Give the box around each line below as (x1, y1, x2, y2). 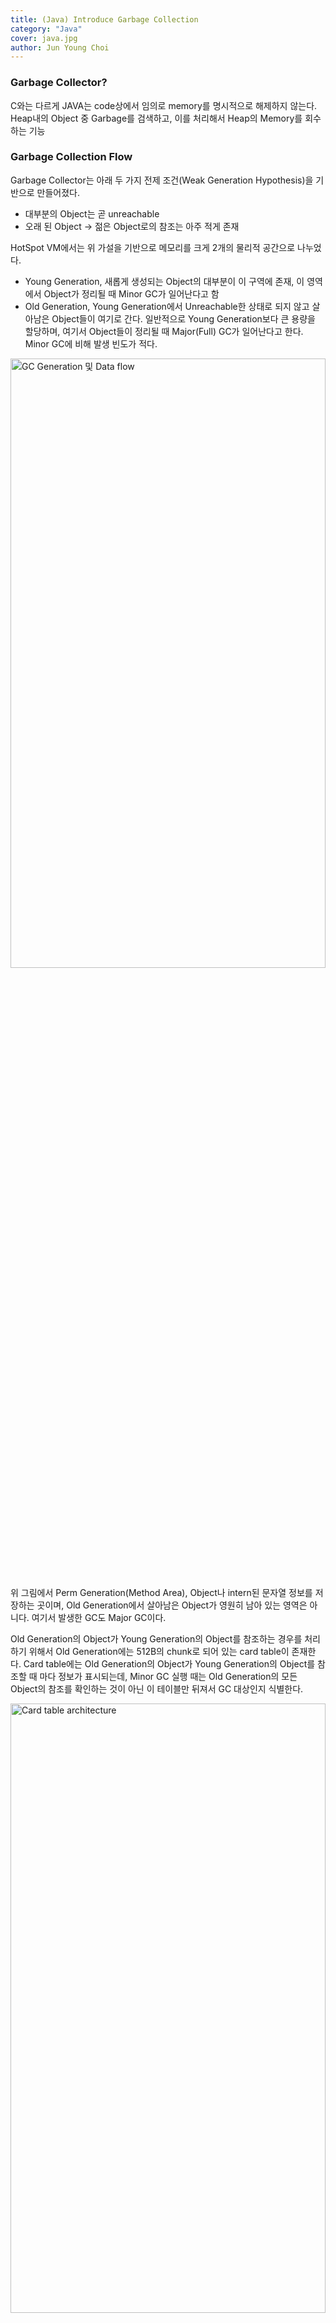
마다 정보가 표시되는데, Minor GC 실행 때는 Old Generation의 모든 (39, 1670, 298, 1682)
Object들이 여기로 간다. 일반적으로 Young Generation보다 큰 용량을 (51, 312, 316, 325)
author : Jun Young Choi (10, 42, 110, 53)
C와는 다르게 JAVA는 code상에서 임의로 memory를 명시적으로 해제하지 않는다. (10, 99, 318, 111)
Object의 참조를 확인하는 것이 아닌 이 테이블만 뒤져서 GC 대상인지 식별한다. (10, 1682, 304, 1695)
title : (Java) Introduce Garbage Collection (10, 14, 199, 25)
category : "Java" (10, 24, 83, 34)
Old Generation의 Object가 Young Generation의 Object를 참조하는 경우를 (10, 1632, 303, 1645)
